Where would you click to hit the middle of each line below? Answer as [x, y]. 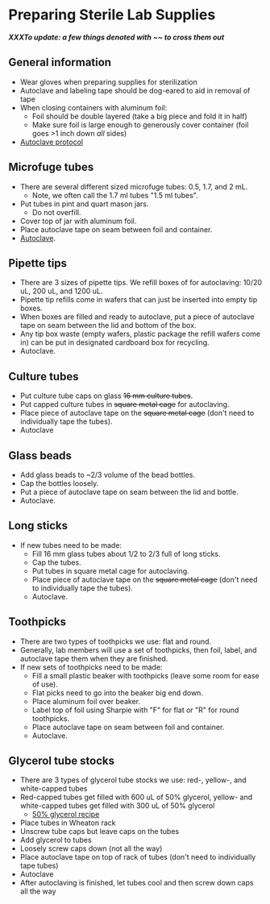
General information [60, 62]
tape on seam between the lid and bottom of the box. [108, 326]
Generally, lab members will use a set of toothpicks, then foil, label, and [138, 649]
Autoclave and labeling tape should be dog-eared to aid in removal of [135, 90]
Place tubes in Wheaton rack [68, 823]
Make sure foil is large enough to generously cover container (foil [140, 124]
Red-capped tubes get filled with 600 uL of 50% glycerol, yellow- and [136, 797]
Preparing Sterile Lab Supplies [112, 15]
